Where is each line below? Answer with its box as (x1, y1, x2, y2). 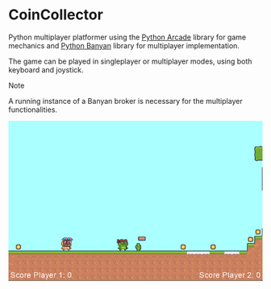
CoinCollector (8, 6, 103, 24)
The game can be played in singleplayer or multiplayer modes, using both (8, 56, 252, 66)
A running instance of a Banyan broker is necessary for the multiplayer (8, 96, 244, 105)
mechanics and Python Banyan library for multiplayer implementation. (8, 40, 240, 50)
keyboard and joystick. (8, 64, 84, 74)
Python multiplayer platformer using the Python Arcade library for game (8, 32, 247, 42)
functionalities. (8, 105, 58, 114)
